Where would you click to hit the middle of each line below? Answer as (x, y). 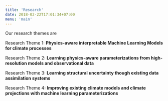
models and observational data (61, 63)
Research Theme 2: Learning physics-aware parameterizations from (78, 58)
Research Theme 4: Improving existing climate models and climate (76, 88)
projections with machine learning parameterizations (62, 93)
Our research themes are (31, 33)
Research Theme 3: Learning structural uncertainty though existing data (82, 73)
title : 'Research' (24, 10)
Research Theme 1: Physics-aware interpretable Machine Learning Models (84, 43)
